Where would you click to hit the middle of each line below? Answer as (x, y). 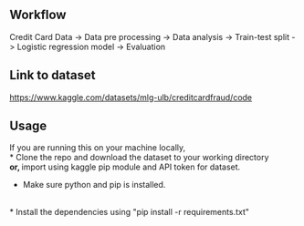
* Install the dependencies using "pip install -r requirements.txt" (129, 212)
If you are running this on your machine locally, (98, 148)
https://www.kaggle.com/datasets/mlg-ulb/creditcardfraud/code (131, 97)
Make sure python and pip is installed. (94, 185)
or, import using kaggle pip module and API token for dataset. (125, 167)
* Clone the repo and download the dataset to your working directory (139, 158)
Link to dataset (52, 75)
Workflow (38, 15)
